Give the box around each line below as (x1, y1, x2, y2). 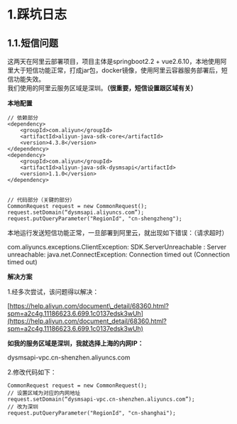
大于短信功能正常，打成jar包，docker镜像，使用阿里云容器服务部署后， (13, 66, 222, 75)
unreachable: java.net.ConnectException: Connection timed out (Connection (7, 250, 231, 259)
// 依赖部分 (7, 114, 39, 121)
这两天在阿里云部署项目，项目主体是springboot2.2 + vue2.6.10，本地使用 (7, 58, 221, 65)
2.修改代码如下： (7, 368, 57, 376)
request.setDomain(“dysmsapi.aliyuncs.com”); (7, 209, 144, 216)
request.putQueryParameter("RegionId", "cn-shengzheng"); (7, 215, 182, 222)
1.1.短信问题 (7, 37, 59, 49)
